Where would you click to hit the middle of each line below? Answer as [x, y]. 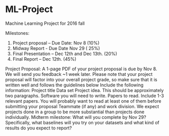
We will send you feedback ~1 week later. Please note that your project [79, 74]
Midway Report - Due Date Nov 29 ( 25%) [56, 48]
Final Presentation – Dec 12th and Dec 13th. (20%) [65, 54]
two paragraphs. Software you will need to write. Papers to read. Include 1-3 [85, 96]
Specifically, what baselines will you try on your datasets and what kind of [82, 122]
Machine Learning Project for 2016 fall [45, 23]
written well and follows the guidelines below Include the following [74, 85]
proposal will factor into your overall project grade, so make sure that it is [81, 79]
